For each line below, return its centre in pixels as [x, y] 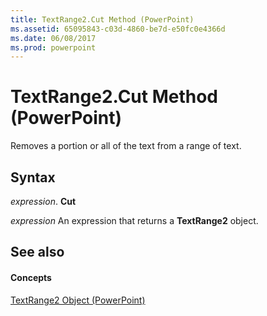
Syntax [33, 177]
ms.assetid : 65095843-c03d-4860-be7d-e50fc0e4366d [118, 29]
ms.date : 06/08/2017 [53, 38]
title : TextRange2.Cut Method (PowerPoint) [102, 19]
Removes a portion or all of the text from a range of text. [126, 146]
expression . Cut [43, 201]
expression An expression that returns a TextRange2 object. [134, 220]
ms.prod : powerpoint [53, 47]
